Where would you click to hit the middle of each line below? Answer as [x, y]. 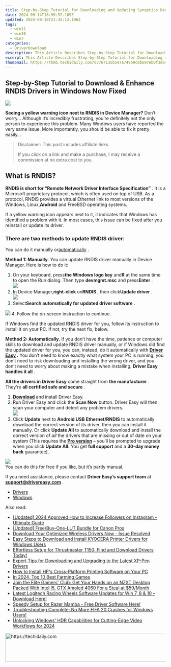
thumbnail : [17, 62]
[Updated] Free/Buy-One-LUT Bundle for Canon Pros [68, 528]
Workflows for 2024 [34, 626]
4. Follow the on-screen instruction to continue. [61, 314]
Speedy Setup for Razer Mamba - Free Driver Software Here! [77, 604]
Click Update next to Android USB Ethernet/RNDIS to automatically [83, 419]
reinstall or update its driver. [35, 225]
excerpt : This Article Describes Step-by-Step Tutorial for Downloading [84, 57]
